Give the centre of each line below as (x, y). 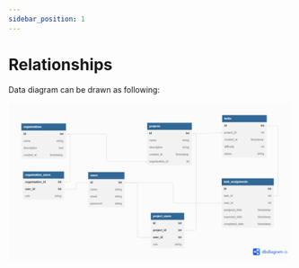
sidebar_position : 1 (47, 19)
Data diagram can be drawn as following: (84, 89)
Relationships (61, 64)
